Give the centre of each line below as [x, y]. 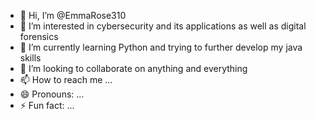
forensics [39, 36]
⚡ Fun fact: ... [47, 105]
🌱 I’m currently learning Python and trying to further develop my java [161, 47]
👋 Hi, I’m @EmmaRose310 [73, 15]
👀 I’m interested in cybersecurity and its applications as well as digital [163, 26]
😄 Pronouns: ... [52, 94]
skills [30, 58]
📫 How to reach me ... [66, 79]
